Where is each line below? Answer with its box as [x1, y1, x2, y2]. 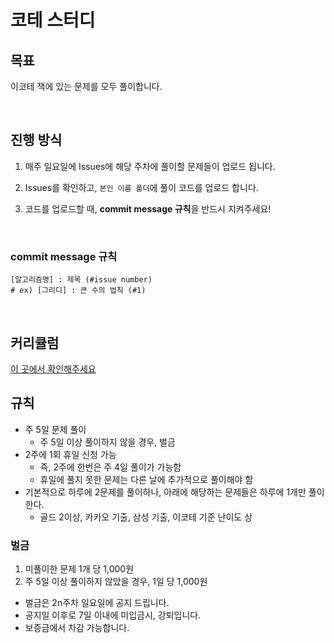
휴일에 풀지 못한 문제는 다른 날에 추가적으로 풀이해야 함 [39, 473, 254, 485]
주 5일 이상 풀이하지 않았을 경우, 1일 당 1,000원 [24, 576, 208, 588]
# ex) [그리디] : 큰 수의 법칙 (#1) [10, 286, 147, 296]
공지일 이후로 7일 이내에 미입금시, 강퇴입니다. [24, 609, 202, 621]
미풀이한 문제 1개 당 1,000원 [24, 563, 135, 575]
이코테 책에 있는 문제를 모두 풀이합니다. [10, 81, 163, 92]
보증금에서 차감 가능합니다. [24, 622, 130, 634]
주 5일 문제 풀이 [24, 423, 87, 435]
